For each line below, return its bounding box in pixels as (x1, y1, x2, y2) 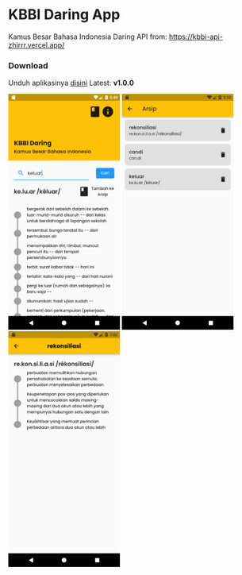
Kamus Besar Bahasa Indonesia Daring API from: (8, 32, 168, 41)
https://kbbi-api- (168, 32, 224, 41)
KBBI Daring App (8, 6, 121, 24)
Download (8, 60, 49, 71)
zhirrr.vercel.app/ (8, 40, 65, 49)
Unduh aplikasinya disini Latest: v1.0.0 (8, 78, 135, 88)
